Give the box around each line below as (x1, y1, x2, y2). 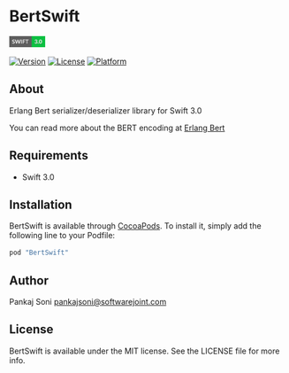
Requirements (9, 148, 88, 163)
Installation (9, 197, 72, 212)
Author (9, 273, 49, 288)
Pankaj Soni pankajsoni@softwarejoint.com (9, 297, 167, 307)
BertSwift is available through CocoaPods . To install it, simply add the (9, 221, 262, 231)
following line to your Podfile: (9, 230, 116, 241)
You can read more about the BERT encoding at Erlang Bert (9, 122, 225, 133)
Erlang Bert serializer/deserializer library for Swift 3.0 (9, 105, 202, 116)
